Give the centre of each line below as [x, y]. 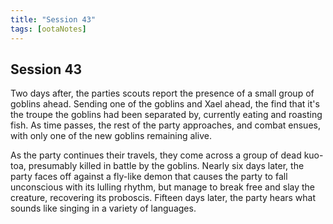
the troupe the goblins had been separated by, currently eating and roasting [166, 115]
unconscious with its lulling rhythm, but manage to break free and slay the [163, 187]
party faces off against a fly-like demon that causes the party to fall [149, 177]
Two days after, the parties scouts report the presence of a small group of [162, 93]
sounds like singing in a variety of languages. [103, 208]
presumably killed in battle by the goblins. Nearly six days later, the [166, 166]
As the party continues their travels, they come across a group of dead [156, 155]
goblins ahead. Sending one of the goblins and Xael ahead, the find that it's [165, 104]
